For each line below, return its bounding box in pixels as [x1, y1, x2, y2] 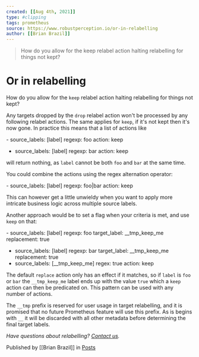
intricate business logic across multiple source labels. [6, 200, 138, 207]
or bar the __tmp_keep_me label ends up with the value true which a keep [6, 278, 181, 285]
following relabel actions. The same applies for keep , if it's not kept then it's [6, 118, 190, 126]
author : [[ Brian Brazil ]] [6, 31, 70, 37]
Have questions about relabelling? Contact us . [6, 333, 120, 340]
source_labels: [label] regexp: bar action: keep [14, 148, 129, 155]
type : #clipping [6, 14, 46, 20]
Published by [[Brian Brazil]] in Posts [6, 344, 96, 351]
